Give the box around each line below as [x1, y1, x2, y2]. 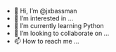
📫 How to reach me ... [13, 37, 79, 45]
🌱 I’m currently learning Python [13, 22, 104, 30]
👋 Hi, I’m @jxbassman [13, 7, 77, 15]
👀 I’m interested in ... [13, 14, 74, 22]
